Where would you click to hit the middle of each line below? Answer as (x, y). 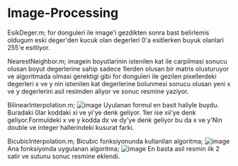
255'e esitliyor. (29, 47)
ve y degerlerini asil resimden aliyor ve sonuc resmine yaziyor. (98, 91)
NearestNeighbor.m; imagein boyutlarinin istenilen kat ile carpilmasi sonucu (117, 61)
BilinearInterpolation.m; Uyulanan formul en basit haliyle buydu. (113, 105)
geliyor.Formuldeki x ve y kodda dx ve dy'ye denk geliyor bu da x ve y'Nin (115, 120)
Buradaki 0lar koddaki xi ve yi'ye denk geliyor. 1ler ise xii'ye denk (102, 112)
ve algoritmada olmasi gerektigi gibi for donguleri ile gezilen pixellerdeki (112, 76)
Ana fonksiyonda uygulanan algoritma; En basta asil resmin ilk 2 (114, 148)
